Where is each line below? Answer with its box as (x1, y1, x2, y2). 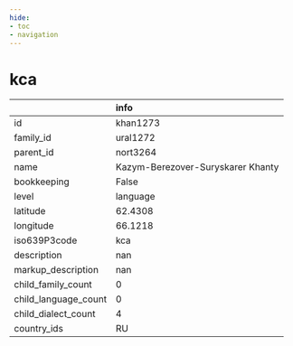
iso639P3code (14, 234, 78, 247)
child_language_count (14, 293, 107, 305)
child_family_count (14, 278, 92, 291)
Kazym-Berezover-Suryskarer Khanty (115, 161, 279, 173)
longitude (14, 220, 54, 232)
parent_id (14, 146, 54, 159)
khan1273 (115, 117, 161, 129)
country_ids (14, 323, 63, 335)
